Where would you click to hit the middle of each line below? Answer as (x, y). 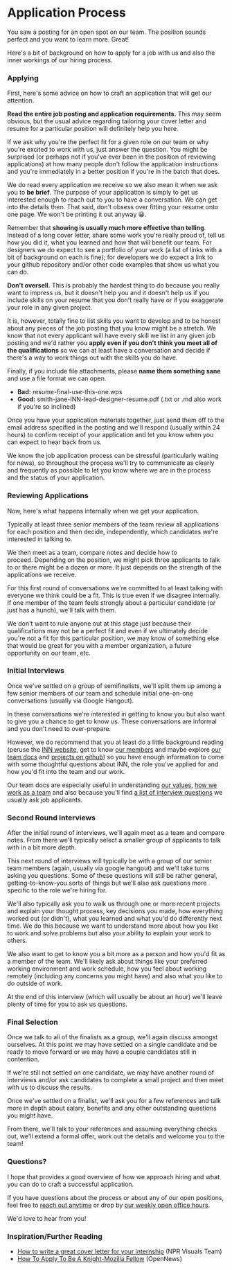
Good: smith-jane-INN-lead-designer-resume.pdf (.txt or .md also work (119, 399)
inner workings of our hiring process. (60, 60)
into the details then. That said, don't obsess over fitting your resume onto (113, 207)
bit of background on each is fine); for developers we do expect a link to (110, 257)
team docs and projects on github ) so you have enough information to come (116, 757)
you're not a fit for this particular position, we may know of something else (113, 638)
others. (17, 941)
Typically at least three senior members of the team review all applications (113, 524)
